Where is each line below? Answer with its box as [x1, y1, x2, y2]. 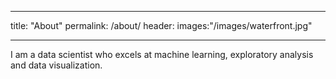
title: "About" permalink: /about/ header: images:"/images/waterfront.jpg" [10, 20, 313, 31]
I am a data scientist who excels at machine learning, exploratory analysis [10, 49, 314, 60]
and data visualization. [10, 59, 103, 71]
